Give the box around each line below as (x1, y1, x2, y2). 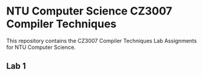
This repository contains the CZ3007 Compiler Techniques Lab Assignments (6, 37, 197, 44)
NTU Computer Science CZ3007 (6, 4, 173, 18)
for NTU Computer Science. (6, 44, 76, 51)
